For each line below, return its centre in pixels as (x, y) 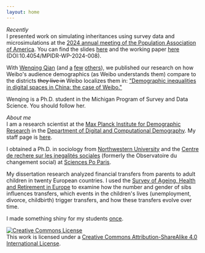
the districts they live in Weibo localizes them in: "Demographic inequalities (101, 80)
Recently (17, 29)
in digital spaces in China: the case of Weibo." (64, 87)
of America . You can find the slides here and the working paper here (93, 49)
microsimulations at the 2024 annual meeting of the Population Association (101, 42)
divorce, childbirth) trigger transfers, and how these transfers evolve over (99, 200)
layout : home (23, 12)
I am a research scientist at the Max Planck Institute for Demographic (94, 124)
